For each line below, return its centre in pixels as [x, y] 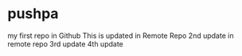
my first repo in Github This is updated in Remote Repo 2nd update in [121, 35]
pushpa [33, 14]
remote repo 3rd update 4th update [66, 43]
